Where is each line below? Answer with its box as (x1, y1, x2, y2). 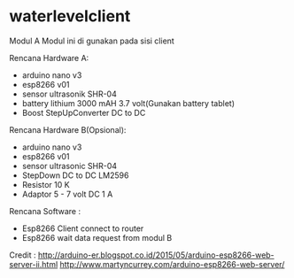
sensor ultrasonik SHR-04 (21, 89, 117, 99)
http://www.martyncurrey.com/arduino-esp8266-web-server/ (59, 259, 285, 269)
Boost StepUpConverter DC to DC (21, 107, 146, 118)
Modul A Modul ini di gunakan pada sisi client (9, 35, 174, 46)
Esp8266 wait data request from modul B (21, 232, 173, 243)
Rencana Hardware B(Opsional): (9, 124, 127, 135)
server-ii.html (9, 259, 58, 269)
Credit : (9, 250, 36, 260)
